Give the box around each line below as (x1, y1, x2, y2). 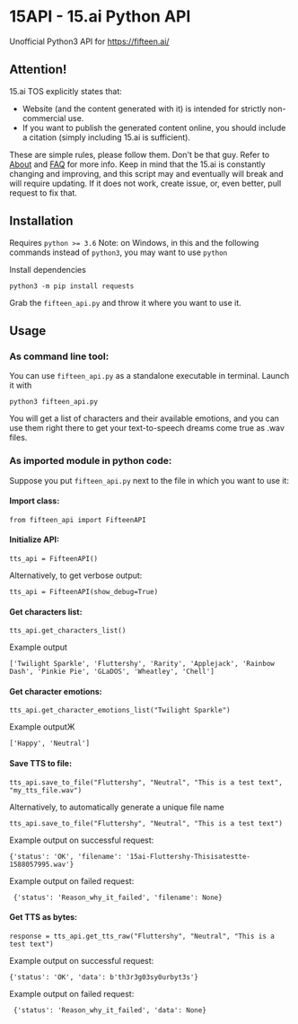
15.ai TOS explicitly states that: (9, 85, 123, 96)
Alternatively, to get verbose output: (9, 570, 143, 581)
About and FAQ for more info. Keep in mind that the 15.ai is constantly (9, 159, 267, 170)
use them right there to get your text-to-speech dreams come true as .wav (9, 423, 285, 433)
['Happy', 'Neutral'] (9, 739, 91, 748)
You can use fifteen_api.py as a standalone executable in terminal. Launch (9, 371, 290, 381)
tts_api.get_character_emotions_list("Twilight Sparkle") (9, 706, 231, 715)
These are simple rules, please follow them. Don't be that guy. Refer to (9, 149, 270, 160)
